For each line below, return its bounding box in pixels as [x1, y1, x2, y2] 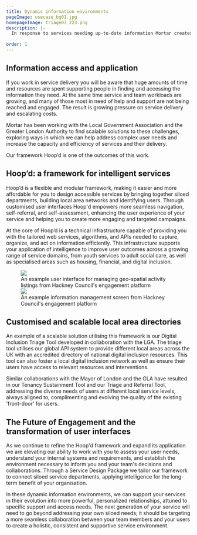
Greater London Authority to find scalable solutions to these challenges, [6, 128, 180, 135]
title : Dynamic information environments [6, 8, 109, 15]
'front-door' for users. [6, 400, 59, 407]
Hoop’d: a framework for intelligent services [6, 169, 171, 179]
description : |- [6, 25, 46, 31]
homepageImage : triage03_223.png [6, 19, 88, 25]
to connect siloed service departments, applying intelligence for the [6, 473, 170, 480]
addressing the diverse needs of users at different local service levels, [6, 387, 176, 394]
